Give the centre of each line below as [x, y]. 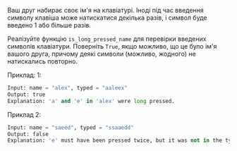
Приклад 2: [24, 114]
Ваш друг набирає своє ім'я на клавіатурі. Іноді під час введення [106, 10]
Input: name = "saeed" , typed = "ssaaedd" [71, 127]
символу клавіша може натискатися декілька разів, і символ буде [107, 18]
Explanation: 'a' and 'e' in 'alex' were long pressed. [91, 101]
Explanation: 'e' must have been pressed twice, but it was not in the [115, 140]
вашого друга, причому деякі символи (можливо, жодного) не [102, 54]
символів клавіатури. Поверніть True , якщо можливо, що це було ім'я [112, 46]
